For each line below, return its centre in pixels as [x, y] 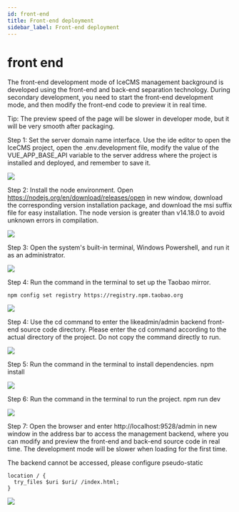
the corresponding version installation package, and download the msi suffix [120, 205]
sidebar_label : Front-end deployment [63, 27]
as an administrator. [36, 255]
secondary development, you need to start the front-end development [111, 98]
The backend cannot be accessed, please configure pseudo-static [105, 463]
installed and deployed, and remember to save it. [79, 163]
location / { [27, 476]
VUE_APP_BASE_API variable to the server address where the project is [112, 155]
